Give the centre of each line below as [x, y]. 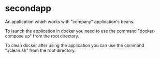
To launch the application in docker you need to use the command [71, 31]
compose [15, 36]
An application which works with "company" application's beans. [70, 22]
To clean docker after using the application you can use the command [75, 45]
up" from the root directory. [52, 36]
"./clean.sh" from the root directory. [40, 50]
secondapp [28, 8]
